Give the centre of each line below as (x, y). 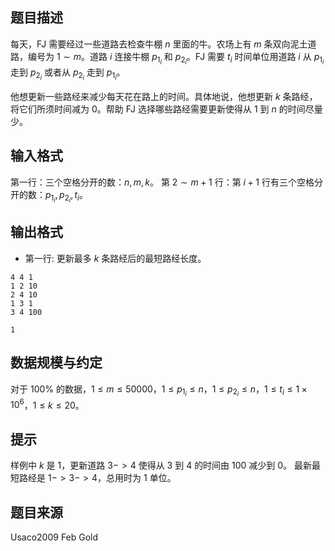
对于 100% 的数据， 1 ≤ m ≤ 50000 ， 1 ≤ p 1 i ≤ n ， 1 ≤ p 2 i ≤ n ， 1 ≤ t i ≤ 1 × (159, 390)
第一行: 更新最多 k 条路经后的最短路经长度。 (115, 258)
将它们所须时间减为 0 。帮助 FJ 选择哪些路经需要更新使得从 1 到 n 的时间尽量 (166, 109)
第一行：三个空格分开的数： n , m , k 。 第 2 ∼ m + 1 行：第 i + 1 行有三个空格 (162, 182)
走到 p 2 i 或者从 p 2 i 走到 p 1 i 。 (68, 74)
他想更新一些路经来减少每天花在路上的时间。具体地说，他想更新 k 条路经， (164, 97)
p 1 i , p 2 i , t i (62, 196)
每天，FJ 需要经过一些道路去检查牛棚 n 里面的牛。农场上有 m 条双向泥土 (159, 44)
